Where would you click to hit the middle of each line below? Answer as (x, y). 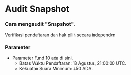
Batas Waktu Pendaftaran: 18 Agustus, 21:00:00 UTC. (73, 63)
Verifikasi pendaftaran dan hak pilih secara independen (60, 35)
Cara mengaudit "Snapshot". (40, 24)
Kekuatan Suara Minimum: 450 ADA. (56, 68)
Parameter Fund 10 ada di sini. (42, 58)
